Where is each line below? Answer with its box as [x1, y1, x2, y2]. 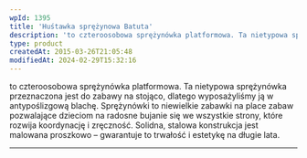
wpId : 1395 [9, 13, 51, 23]
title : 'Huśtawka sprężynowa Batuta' [9, 22, 153, 31]
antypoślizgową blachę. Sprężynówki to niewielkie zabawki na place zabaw [9, 100, 294, 111]
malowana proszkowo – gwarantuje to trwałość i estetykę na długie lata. [9, 130, 281, 140]
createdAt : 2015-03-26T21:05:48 [9, 47, 132, 57]
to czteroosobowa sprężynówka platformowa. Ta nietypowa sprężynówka [9, 81, 288, 91]
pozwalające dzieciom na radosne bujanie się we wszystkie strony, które [9, 111, 283, 121]
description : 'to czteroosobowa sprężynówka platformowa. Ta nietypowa [9, 30, 288, 39]
